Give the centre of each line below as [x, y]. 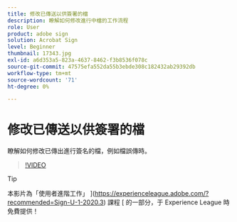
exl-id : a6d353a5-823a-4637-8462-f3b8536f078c [78, 60]
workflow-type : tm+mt [39, 73]
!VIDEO [35, 165]
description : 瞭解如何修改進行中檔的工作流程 [68, 21]
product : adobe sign [38, 34]
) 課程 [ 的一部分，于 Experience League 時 [167, 202]
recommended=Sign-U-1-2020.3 [56, 202]
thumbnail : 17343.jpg [39, 54]
